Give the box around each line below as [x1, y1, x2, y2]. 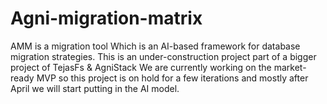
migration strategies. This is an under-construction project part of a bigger [10, 50, 317, 62]
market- [273, 61, 307, 73]
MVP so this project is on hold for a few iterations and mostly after [36, 72, 309, 84]
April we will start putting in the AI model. [10, 82, 180, 94]
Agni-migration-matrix [10, 7, 203, 30]
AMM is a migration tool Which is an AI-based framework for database [10, 40, 301, 52]
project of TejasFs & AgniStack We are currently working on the [10, 61, 272, 73]
